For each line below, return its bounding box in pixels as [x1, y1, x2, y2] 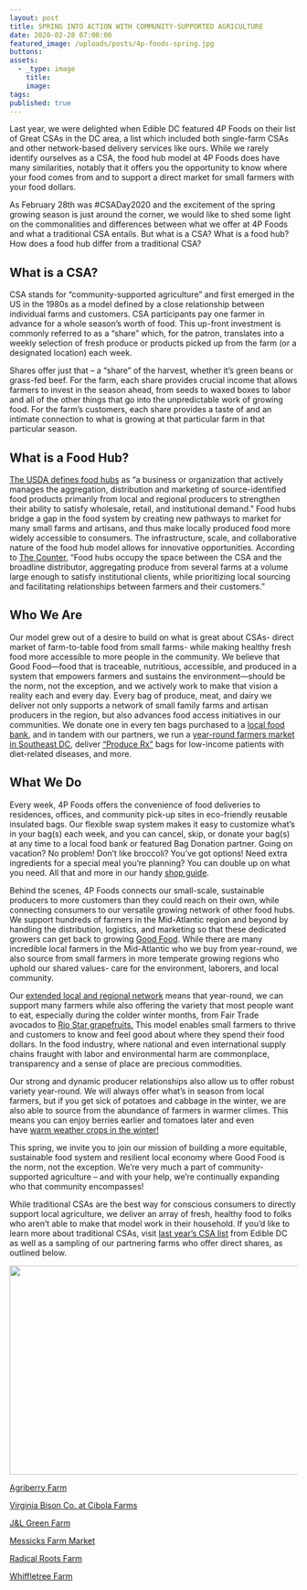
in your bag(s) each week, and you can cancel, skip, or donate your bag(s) [9, 828, 291, 839]
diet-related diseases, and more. [9, 748, 132, 759]
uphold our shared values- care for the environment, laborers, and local [9, 962, 279, 974]
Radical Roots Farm [9, 1553, 82, 1563]
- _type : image [17, 65, 76, 74]
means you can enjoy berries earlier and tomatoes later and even [9, 1115, 255, 1126]
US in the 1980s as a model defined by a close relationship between [9, 299, 265, 310]
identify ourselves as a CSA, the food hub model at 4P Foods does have [9, 153, 281, 164]
